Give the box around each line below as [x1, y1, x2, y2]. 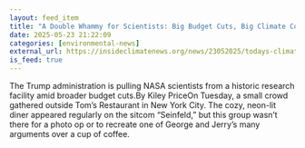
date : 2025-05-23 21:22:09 [9, 30, 112, 39]
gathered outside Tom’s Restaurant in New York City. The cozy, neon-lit [9, 100, 277, 110]
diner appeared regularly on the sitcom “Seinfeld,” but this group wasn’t [9, 110, 279, 120]
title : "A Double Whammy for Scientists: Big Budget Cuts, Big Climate [9, 22, 286, 31]
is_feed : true [9, 55, 64, 64]
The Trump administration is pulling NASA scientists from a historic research [9, 81, 295, 91]
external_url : [9, 47, 64, 56]
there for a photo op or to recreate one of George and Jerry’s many [9, 119, 261, 130]
